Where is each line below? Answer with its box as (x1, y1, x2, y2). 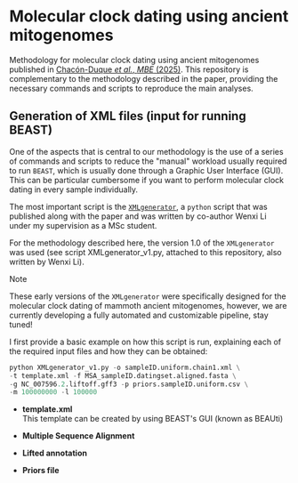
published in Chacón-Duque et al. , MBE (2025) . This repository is (9, 64, 249, 75)
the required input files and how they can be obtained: (9, 345, 208, 357)
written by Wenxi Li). (9, 256, 85, 267)
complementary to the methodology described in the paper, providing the (9, 73, 278, 84)
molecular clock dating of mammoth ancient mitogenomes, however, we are (9, 300, 287, 310)
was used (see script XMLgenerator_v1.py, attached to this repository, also (9, 246, 282, 257)
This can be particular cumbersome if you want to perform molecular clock (9, 174, 285, 185)
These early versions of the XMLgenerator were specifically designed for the (9, 291, 286, 302)
